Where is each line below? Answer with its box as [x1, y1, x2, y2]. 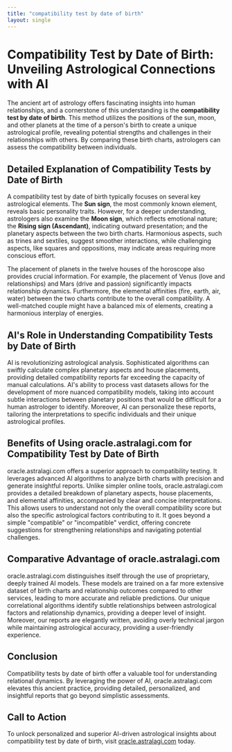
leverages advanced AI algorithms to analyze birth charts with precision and [7, 474, 224, 482]
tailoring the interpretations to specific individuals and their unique [7, 410, 197, 418]
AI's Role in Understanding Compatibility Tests [7, 329, 213, 341]
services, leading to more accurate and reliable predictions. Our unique [7, 594, 210, 602]
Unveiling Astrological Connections [7, 61, 216, 77]
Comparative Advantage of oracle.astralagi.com [7, 553, 220, 565]
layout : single [7, 17, 51, 24]
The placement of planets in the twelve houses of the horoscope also [7, 265, 205, 273]
